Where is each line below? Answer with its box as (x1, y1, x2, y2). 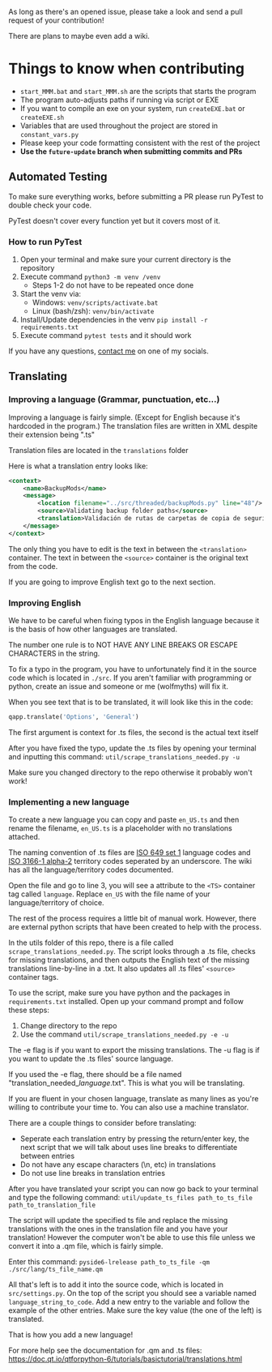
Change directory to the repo (19, 1021, 117, 1031)
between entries (19, 1151, 75, 1161)
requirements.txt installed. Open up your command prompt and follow (8, 997, 244, 1007)
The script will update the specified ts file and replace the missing (8, 1216, 228, 1225)
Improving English (8, 597, 82, 609)
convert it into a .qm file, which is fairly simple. (8, 1242, 164, 1251)
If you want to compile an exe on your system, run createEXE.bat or (19, 103, 245, 113)
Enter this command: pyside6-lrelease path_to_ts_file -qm (8, 1257, 210, 1267)
